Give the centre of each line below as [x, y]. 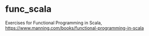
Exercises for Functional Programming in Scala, [54, 23]
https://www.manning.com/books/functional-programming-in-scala [74, 28]
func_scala [28, 9]
